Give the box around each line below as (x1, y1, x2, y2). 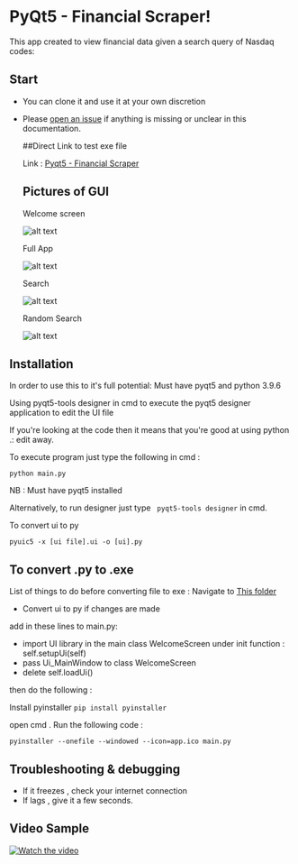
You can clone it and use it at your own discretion (22, 96, 206, 106)
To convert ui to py (9, 520, 79, 531)
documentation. (22, 123, 81, 133)
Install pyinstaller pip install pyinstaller (9, 702, 167, 713)
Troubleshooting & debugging (9, 761, 181, 777)
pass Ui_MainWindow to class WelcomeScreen (22, 657, 196, 668)
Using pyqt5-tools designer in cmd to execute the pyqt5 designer (9, 398, 251, 409)
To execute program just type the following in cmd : (9, 452, 201, 463)
